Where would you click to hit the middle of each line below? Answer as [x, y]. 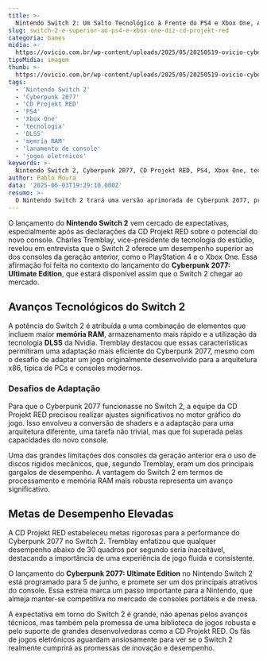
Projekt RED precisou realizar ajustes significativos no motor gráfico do [125, 415]
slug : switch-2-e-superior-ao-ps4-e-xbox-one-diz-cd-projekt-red [118, 30]
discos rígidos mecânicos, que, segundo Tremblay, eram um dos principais [131, 463]
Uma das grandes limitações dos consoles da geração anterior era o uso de [132, 455]
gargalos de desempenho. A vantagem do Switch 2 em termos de [116, 472]
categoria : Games [37, 38]
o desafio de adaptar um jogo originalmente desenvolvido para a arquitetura [133, 360]
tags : [17, 82]
